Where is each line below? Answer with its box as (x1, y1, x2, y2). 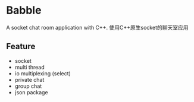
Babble (6, 4, 42, 17)
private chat (14, 76, 45, 83)
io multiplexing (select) (14, 69, 71, 77)
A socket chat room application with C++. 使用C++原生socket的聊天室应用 (6, 24, 189, 31)
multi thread (14, 63, 45, 71)
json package (14, 88, 49, 95)
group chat (14, 82, 42, 90)
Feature (6, 42, 36, 52)
